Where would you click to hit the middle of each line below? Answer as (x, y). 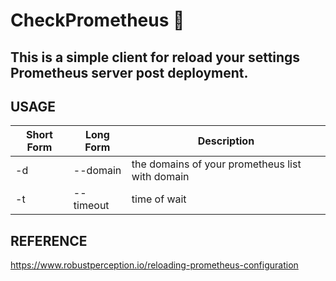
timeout (91, 206)
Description (226, 141)
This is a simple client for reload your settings (155, 57)
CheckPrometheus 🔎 (97, 20)
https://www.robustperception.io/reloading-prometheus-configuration (154, 265)
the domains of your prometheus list (216, 164)
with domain (160, 177)
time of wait (159, 199)
